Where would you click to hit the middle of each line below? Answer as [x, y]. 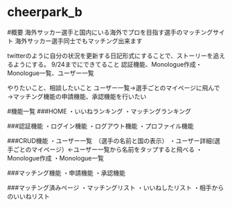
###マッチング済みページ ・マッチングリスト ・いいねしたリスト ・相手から [116, 188]
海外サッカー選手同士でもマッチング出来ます [79, 41]
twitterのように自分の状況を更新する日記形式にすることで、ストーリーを [110, 56]
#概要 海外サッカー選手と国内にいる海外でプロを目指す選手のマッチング [110, 32]
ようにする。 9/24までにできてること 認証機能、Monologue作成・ [107, 64]
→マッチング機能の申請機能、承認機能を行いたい [77, 96]
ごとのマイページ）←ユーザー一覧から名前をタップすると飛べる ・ [108, 149]
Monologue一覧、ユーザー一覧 [51, 73]
